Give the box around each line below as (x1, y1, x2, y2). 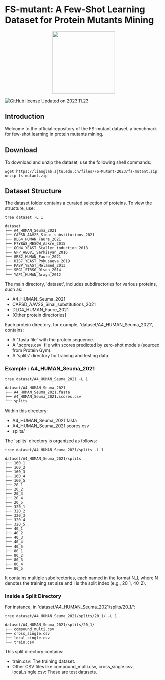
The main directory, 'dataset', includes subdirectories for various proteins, (5, 281, 157, 287)
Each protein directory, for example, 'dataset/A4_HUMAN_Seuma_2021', (5, 322, 153, 328)
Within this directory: (5, 407, 48, 414)
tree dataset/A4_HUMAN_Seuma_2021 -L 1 (5, 376, 88, 382)
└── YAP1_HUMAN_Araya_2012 (5, 272, 61, 277)
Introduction (5, 112, 45, 121)
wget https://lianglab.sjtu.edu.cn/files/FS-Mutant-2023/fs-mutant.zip (5, 169, 157, 174)
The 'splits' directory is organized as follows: (5, 438, 97, 444)
